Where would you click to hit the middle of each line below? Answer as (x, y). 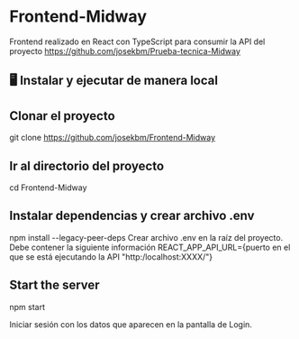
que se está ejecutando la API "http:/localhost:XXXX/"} (111, 257)
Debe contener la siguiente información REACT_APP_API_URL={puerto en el (150, 247)
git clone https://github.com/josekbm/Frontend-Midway (113, 138)
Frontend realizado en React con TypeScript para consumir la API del (137, 41)
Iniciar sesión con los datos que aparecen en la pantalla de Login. (131, 324)
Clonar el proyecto (62, 116)
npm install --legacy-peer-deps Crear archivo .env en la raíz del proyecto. (146, 237)
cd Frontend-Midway (48, 188)
